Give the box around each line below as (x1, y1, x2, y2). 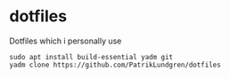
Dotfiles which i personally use (9, 35, 122, 46)
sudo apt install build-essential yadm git (9, 52, 174, 61)
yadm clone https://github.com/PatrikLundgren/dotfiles (9, 60, 221, 69)
